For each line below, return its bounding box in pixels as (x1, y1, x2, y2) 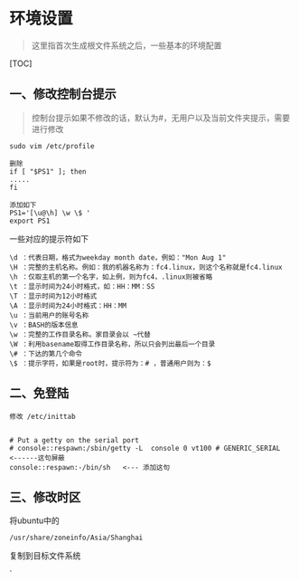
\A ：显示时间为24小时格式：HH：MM (9, 300, 127, 310)
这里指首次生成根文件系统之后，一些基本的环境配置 (31, 40, 222, 51)
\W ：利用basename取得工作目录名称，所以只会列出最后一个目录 (9, 339, 216, 348)
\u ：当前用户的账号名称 (9, 310, 89, 319)
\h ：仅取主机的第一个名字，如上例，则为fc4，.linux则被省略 (9, 272, 213, 281)
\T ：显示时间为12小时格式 (9, 291, 98, 300)
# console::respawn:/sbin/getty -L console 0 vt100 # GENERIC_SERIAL (9, 443, 281, 452)
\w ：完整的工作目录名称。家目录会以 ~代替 (9, 329, 151, 339)
